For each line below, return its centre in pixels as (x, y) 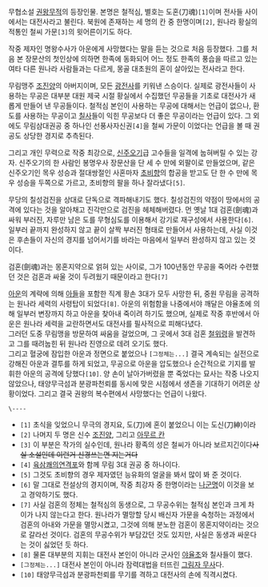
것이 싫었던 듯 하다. (58, 545)
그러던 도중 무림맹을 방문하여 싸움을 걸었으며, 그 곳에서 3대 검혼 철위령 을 (121, 333)
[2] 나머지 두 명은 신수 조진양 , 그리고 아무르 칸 (92, 435)
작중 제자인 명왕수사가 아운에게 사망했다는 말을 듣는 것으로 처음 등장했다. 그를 (129, 49)
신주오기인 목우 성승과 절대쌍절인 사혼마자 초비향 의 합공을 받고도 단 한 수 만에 (129, 173)
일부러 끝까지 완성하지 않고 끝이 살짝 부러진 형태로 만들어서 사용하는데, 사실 (126, 230)
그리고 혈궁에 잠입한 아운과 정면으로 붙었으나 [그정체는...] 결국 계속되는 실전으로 (134, 353)
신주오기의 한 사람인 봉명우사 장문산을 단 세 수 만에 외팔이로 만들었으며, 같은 (137, 163)
